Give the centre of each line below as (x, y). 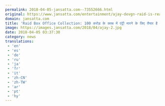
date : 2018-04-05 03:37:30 (33, 32)
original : (15, 14)
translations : (20, 42)
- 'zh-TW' (17, 82)
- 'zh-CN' (17, 78)
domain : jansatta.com (27, 19)
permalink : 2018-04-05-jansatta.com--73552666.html (59, 10)
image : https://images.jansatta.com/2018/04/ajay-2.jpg (63, 28)
